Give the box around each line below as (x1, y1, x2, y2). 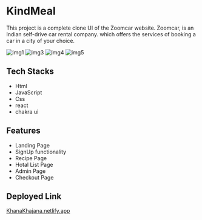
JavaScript (15, 89, 42, 96)
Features (6, 126, 41, 136)
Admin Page (15, 167, 46, 175)
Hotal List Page (15, 161, 53, 168)
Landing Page (15, 141, 50, 149)
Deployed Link (6, 191, 62, 201)
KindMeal (6, 4, 56, 18)
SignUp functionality (15, 148, 67, 155)
